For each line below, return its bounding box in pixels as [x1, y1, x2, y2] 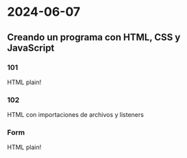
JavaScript [7, 42, 55, 53]
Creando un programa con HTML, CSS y [7, 31, 181, 43]
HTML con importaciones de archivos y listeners [7, 111, 144, 119]
